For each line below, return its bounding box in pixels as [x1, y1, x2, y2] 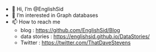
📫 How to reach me [11, 18, 60, 25]
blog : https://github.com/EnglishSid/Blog [20, 27, 120, 33]
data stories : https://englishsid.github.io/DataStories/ [20, 33, 150, 40]
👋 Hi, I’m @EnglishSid [11, 6, 64, 12]
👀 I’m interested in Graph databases [11, 12, 99, 19]
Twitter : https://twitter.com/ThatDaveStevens [20, 39, 131, 46]
